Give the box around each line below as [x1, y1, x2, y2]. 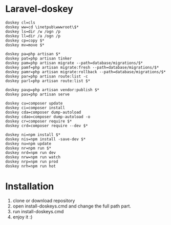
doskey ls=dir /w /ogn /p [5, 29, 60, 34]
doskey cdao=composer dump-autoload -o [5, 114, 91, 119]
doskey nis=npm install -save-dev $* [5, 136, 86, 141]
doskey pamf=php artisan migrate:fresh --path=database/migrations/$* [5, 65, 159, 70]
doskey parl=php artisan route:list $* [5, 78, 91, 84]
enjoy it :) [12, 214, 33, 220]
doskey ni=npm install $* [5, 132, 60, 137]
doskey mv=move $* [5, 42, 45, 48]
